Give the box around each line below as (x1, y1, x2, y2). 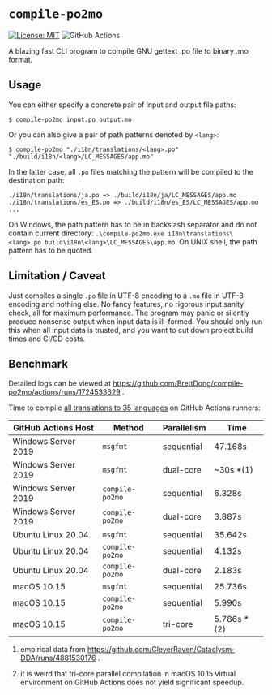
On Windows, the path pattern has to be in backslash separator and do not (8, 219, 257, 229)
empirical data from (19, 645, 87, 654)
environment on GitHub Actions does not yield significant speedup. (19, 677, 244, 688)
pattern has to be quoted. (8, 245, 93, 255)
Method (113, 422, 144, 434)
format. (8, 54, 33, 64)
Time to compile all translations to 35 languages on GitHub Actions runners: (8, 403, 261, 412)
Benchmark (8, 356, 69, 371)
